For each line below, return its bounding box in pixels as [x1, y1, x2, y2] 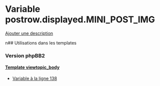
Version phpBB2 [5, 52, 46, 59]
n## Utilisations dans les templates [5, 40, 77, 45]
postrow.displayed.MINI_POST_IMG [5, 14, 155, 25]
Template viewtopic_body [5, 64, 60, 70]
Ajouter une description [5, 30, 53, 36]
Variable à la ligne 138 [12, 76, 57, 82]
